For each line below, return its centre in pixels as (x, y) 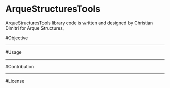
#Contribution (20, 66)
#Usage (13, 52)
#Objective (17, 38)
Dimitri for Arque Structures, (35, 28)
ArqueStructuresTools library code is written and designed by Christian (79, 23)
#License (15, 81)
